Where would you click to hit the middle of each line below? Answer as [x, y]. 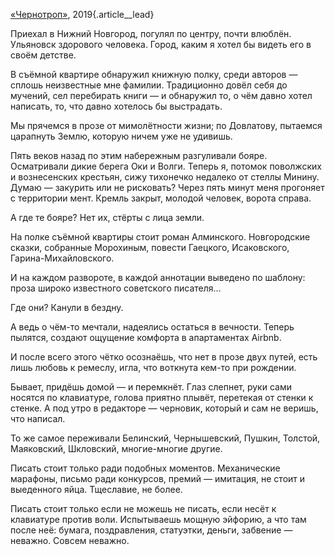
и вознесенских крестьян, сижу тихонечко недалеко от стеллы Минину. [165, 177]
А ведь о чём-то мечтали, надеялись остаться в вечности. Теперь [152, 327]
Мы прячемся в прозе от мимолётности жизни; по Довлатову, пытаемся [166, 125]
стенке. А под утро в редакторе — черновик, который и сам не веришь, [164, 408]
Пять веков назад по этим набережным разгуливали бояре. [139, 155]
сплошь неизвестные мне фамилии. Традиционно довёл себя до [149, 85]
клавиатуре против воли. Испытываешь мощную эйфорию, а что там [158, 519]
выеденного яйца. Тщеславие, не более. [96, 489]
